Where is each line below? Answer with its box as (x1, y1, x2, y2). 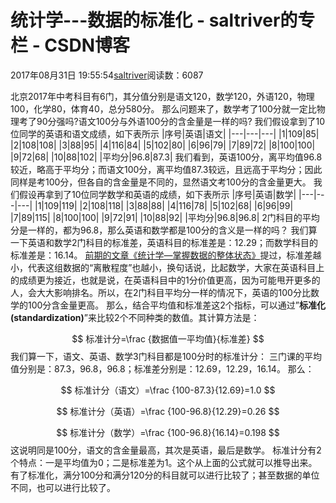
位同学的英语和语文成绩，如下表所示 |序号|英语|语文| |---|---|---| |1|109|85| (10, 127, 320, 140)
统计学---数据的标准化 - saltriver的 (10, 9, 298, 32)
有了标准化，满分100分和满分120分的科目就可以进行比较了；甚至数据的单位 (10, 469, 320, 481)
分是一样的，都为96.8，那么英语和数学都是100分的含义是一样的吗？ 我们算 (10, 224, 318, 236)
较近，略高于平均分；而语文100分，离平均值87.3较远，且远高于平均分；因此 (10, 163, 323, 175)
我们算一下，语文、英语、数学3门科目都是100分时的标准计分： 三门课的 (10, 350, 305, 362)
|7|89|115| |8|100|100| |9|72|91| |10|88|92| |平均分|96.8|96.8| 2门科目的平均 (10, 211, 320, 223)
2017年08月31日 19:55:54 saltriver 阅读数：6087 (10, 69, 204, 81)
